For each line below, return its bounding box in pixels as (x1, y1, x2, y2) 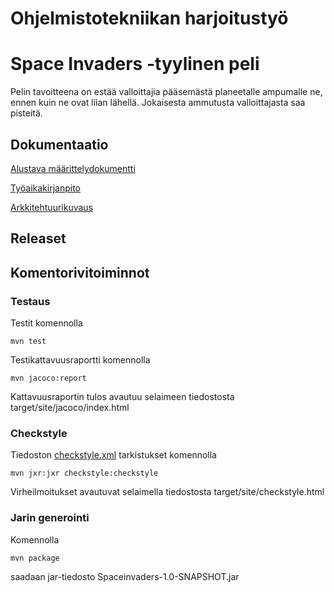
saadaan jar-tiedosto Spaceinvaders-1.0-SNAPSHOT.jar (10, 570, 240, 582)
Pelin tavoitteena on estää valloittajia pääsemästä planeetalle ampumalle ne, (10, 86, 323, 98)
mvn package (10, 553, 60, 563)
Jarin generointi (10, 511, 90, 525)
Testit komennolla (10, 317, 83, 329)
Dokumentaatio (10, 136, 109, 153)
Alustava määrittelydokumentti (10, 162, 136, 174)
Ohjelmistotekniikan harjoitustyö (10, 7, 289, 30)
